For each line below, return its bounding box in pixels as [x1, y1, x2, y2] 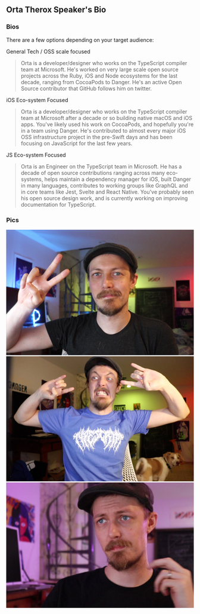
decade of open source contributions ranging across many [20, 169, 165, 176]
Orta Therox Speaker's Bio [6, 5, 107, 15]
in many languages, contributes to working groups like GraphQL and [20, 182, 189, 189]
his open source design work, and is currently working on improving [20, 194, 188, 202]
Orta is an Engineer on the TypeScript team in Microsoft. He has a [20, 162, 182, 170]
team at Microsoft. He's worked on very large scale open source [20, 66, 179, 73]
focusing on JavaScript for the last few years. [20, 140, 133, 147]
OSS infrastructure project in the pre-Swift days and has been [20, 133, 173, 140]
